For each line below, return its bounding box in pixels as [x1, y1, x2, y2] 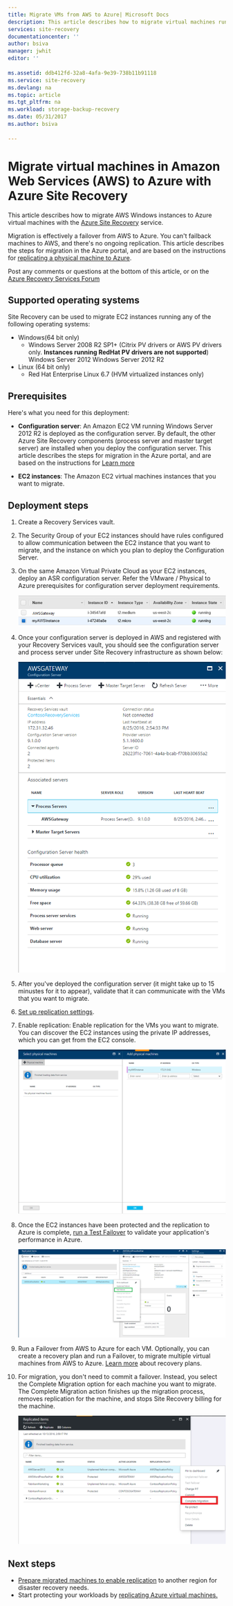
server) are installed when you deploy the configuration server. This [17, 444, 212, 452]
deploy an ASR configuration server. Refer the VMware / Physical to [17, 574, 211, 582]
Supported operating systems [8, 294, 140, 306]
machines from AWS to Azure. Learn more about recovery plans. [17, 1359, 203, 1367]
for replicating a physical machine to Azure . [8, 253, 132, 262]
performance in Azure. [17, 1235, 82, 1244]
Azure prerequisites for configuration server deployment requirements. [17, 582, 220, 589]
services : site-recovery [8, 26, 80, 33]
